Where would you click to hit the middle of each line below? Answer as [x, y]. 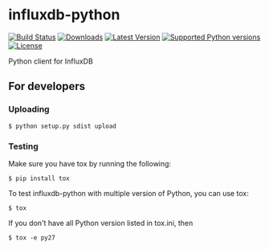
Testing [23, 146]
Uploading [29, 109]
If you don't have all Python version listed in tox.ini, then [101, 223]
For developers [47, 86]
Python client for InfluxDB [51, 61]
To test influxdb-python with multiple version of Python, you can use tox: [128, 193]
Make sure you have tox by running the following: [90, 163]
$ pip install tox [39, 178]
